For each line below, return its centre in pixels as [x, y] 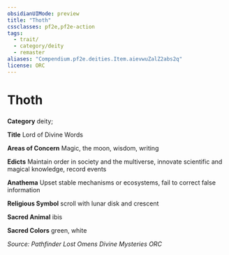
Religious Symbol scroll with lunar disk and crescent [83, 203]
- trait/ [26, 40]
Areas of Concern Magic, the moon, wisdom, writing [83, 148]
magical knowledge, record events [57, 169]
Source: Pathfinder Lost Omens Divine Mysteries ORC [85, 244]
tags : [15, 33]
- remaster [29, 53]
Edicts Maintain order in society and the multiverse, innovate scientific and [115, 162]
